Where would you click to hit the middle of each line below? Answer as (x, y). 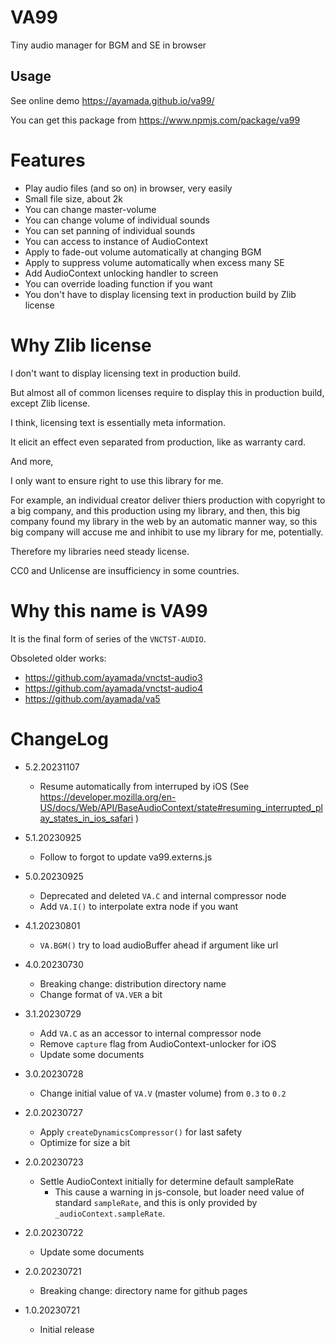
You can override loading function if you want (118, 283)
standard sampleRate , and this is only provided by (156, 1202)
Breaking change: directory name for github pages (143, 1290)
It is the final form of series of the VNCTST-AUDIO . (108, 638)
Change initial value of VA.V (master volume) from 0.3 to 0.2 (163, 1093)
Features (48, 160)
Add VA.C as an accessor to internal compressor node (150, 1033)
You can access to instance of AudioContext (116, 241)
